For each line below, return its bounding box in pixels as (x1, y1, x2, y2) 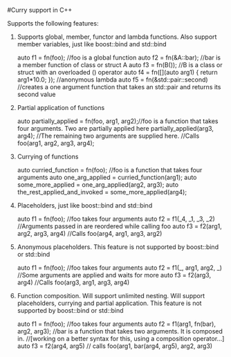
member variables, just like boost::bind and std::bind (17, 40, 167, 48)
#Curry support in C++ (7, 6, 73, 14)
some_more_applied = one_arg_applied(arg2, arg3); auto (17, 181, 178, 189)
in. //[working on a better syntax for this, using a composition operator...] (17, 335, 225, 342)
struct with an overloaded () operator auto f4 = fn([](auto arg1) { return (17, 68, 218, 76)
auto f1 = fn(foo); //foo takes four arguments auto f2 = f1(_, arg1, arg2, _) (17, 264, 223, 272)
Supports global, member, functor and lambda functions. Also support (17, 33, 217, 41)
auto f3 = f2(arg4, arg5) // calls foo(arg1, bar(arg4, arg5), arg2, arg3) (17, 342, 213, 350)
